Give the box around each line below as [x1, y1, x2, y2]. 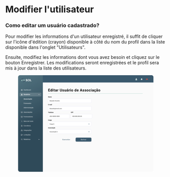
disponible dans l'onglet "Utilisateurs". [5, 45, 86, 51]
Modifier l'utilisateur [5, 4, 94, 15]
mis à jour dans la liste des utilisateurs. [5, 65, 87, 71]
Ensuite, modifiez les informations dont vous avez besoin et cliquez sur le [5, 54, 160, 60]
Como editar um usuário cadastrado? [5, 22, 100, 29]
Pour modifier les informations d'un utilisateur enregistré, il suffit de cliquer [5, 33, 163, 39]
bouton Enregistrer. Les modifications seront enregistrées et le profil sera [5, 60, 159, 66]
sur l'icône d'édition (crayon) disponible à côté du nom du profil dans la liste [5, 39, 165, 45]
